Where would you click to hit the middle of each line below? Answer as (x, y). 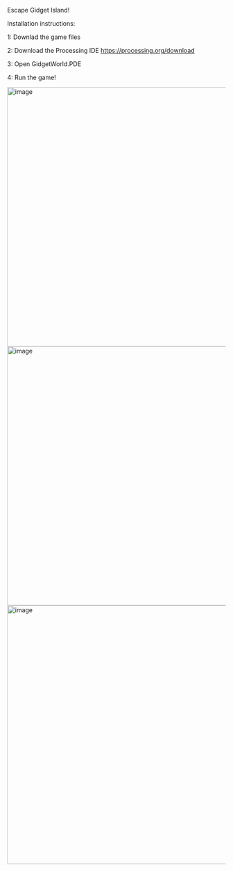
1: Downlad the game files (44, 37)
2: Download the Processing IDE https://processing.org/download (101, 50)
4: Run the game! (32, 77)
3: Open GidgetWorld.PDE (44, 64)
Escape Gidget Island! (38, 10)
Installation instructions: (41, 23)
